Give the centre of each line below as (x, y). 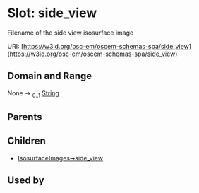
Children (26, 141)
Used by (26, 181)
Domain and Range (50, 76)
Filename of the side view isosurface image (71, 33)
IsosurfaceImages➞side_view (60, 158)
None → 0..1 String (34, 94)
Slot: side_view (52, 13)
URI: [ (16, 46)
